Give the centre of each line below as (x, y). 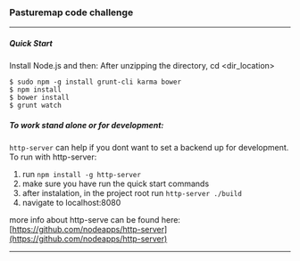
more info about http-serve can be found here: (95, 220)
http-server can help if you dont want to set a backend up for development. (149, 148)
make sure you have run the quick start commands (116, 184)
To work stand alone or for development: (87, 125)
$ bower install (39, 98)
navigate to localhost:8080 (71, 203)
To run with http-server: (53, 157)
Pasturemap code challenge (71, 12)
